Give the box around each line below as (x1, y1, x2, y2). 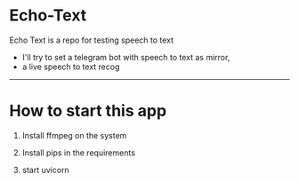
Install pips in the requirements (21, 147, 136, 158)
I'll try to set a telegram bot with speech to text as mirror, (21, 51, 230, 62)
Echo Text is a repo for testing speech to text (9, 35, 174, 45)
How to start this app (9, 101, 167, 121)
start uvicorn (21, 164, 69, 175)
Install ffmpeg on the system (21, 130, 127, 140)
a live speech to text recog (21, 61, 120, 72)
